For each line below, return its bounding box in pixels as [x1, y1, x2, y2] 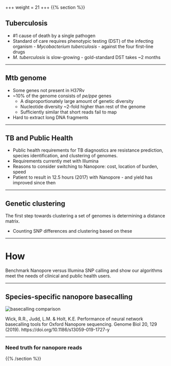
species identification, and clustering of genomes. [12, 153, 118, 159]
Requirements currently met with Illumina [12, 158, 99, 164]
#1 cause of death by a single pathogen [12, 33, 96, 39]
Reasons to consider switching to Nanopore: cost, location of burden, [12, 163, 159, 170]
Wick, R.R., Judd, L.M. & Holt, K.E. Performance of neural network [5, 316, 144, 322]
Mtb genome [5, 74, 47, 82]
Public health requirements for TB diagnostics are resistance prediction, [12, 147, 164, 153]
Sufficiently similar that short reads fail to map [20, 109, 117, 115]
